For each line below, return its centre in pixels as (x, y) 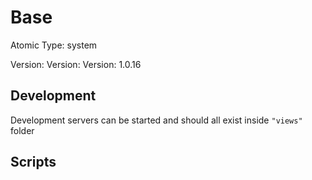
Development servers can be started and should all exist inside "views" (156, 120)
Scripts (33, 162)
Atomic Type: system (54, 45)
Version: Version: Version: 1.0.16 (76, 64)
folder (22, 130)
